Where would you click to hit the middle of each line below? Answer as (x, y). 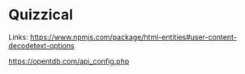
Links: (18, 37)
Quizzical (41, 15)
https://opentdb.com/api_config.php (69, 61)
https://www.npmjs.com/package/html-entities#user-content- (133, 37)
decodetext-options (41, 45)
